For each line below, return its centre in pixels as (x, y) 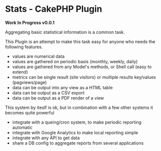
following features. (24, 47)
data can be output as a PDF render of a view (58, 98)
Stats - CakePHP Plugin (54, 9)
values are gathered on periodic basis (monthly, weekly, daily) (75, 61)
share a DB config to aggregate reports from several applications (78, 143)
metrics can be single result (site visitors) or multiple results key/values (84, 77)
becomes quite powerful (30, 113)
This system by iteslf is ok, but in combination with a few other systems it (79, 107)
